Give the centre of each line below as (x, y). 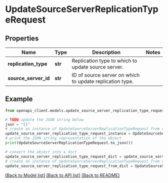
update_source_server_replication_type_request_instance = (68, 133)
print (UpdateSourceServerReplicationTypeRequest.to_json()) (69, 143)
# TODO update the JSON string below (44, 119)
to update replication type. (103, 81)
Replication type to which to (104, 61)
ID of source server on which (106, 75)
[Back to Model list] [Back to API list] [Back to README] (62, 175)
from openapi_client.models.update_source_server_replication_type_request (86, 110)
